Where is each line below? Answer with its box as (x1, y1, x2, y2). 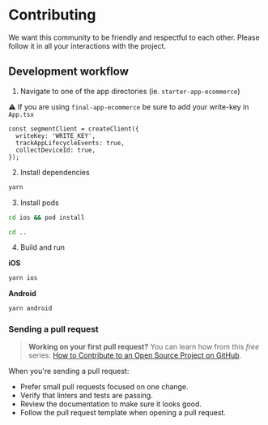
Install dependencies (19, 167, 91, 177)
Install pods (19, 197, 59, 208)
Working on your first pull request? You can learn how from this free (28, 342, 260, 352)
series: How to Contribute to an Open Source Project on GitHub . (28, 350, 242, 360)
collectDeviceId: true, (15, 146, 96, 154)
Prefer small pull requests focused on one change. (19, 382, 189, 392)
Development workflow (8, 65, 130, 79)
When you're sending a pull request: (8, 367, 130, 376)
